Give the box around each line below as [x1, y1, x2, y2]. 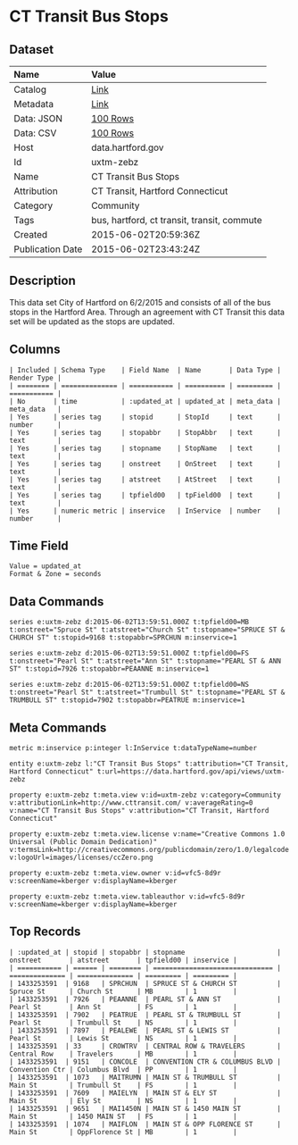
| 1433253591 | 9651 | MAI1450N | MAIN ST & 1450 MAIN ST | [9, 1104, 281, 1113]
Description [9, 273, 76, 288]
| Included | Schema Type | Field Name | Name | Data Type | [9, 365, 281, 374]
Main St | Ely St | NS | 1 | [9, 1096, 238, 1105]
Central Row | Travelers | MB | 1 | [9, 1049, 238, 1058]
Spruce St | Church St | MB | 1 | [9, 987, 238, 996]
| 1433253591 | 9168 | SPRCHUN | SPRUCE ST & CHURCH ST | [9, 979, 281, 988]
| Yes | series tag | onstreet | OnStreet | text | [9, 459, 281, 468]
